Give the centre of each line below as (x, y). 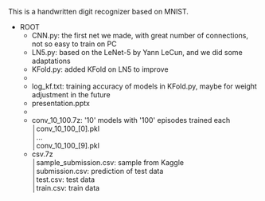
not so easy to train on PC (74, 44)
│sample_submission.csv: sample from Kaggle (108, 162)
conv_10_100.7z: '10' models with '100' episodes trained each (131, 120)
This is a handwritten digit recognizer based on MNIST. (99, 12)
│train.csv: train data (66, 188)
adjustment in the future (71, 95)
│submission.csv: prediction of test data (97, 171)
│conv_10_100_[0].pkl (66, 128)
